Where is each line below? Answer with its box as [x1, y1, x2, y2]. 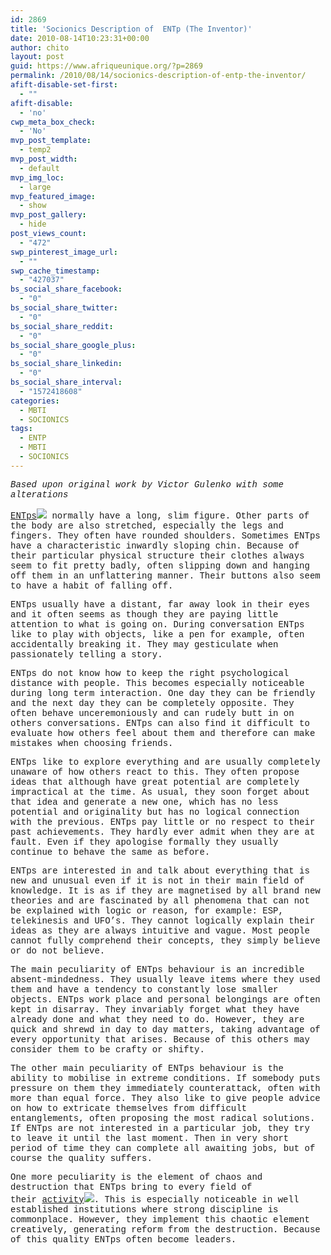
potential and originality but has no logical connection [10, 806, 300, 818]
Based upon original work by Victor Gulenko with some [10, 479, 284, 490]
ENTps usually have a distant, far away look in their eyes [10, 599, 310, 610]
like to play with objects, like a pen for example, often [10, 629, 305, 640]
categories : [10, 396, 60, 406]
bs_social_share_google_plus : [10, 340, 137, 350]
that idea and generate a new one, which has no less [10, 796, 279, 808]
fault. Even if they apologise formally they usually [10, 836, 279, 848]
